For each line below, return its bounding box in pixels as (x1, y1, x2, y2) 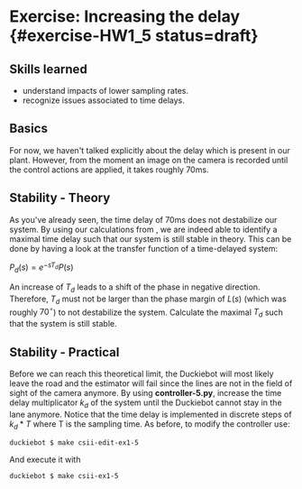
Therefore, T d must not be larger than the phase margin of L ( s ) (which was (9, 293, 287, 306)
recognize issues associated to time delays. (22, 95, 185, 106)
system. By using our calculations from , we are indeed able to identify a (9, 224, 278, 235)
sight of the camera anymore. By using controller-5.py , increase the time (9, 387, 282, 398)
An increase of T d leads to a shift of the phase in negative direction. (9, 281, 261, 294)
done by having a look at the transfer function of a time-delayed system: (9, 243, 278, 254)
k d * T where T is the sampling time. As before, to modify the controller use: (9, 418, 290, 431)
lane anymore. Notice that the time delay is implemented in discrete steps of (9, 409, 292, 420)
